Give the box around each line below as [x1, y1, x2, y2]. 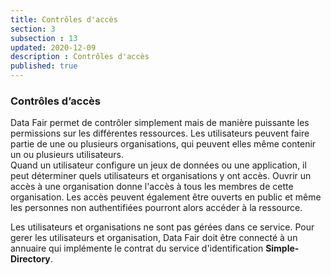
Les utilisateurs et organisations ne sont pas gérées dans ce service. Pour [10, 221, 315, 233]
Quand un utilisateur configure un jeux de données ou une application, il [10, 159, 307, 171]
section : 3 [10, 24, 56, 34]
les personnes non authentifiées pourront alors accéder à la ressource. [10, 202, 303, 214]
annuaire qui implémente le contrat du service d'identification [10, 242, 264, 255]
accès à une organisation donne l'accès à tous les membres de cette [10, 181, 294, 193]
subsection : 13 [10, 33, 78, 43]
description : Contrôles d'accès [10, 52, 150, 62]
